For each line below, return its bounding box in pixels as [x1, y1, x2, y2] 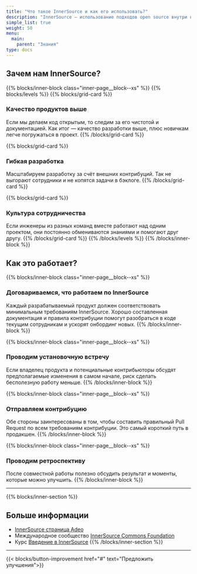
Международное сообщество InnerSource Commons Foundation [14, 532, 175, 539]
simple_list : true [6, 19, 51, 25]
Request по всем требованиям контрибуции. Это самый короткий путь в [6, 425, 189, 432]
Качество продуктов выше [6, 105, 87, 114]
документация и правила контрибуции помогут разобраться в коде [6, 314, 176, 321]
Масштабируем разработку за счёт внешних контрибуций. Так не [6, 171, 172, 178]
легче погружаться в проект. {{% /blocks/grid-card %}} [6, 131, 145, 138]
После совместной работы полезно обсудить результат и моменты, [6, 470, 178, 477]
